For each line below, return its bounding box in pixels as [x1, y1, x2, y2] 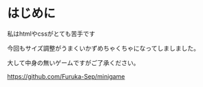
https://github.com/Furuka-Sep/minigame [7, 72, 125, 80]
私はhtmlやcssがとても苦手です [7, 29, 96, 38]
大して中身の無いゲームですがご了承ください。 [7, 58, 140, 66]
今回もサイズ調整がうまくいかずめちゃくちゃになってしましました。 [7, 44, 200, 52]
